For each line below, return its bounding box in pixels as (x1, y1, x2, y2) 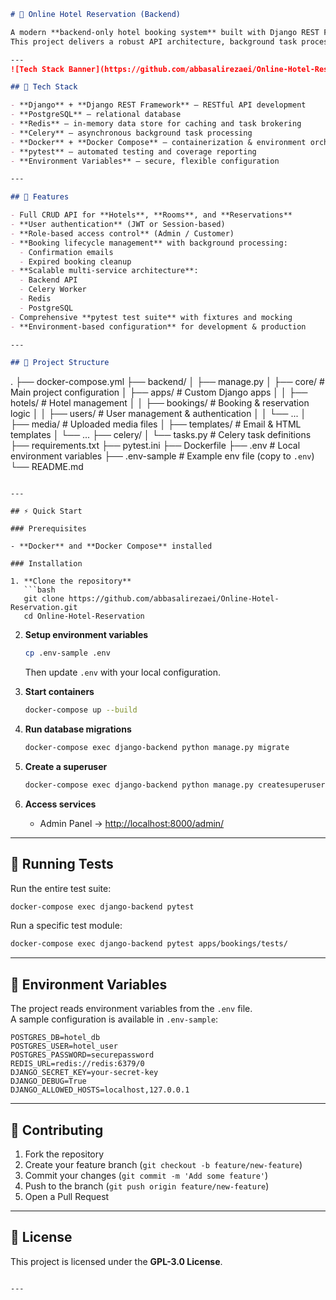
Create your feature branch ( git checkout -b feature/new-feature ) (24, 1158, 303, 1170)
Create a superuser (24, 760, 108, 772)
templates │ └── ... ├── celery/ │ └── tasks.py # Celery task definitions (10, 429, 312, 441)
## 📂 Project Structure (10, 358, 110, 368)
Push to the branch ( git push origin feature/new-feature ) (24, 1180, 270, 1192)
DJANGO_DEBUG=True (10, 1076, 87, 1087)
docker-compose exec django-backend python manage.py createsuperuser (24, 780, 326, 790)
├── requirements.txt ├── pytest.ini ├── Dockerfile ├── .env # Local (10, 440, 301, 452)
